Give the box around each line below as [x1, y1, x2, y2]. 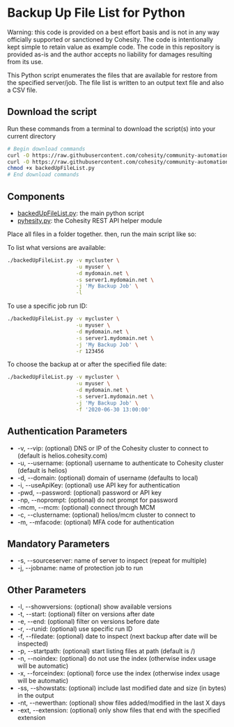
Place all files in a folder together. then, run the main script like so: [7, 230, 197, 238]
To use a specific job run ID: [7, 302, 88, 311]
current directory [7, 132, 56, 140]
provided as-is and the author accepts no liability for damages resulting [7, 50, 212, 58]
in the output [17, 691, 54, 700]
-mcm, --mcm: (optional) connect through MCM [17, 503, 155, 511]
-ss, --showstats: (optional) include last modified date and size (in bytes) [17, 684, 226, 692]
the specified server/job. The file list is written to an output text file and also [7, 78, 224, 86]
